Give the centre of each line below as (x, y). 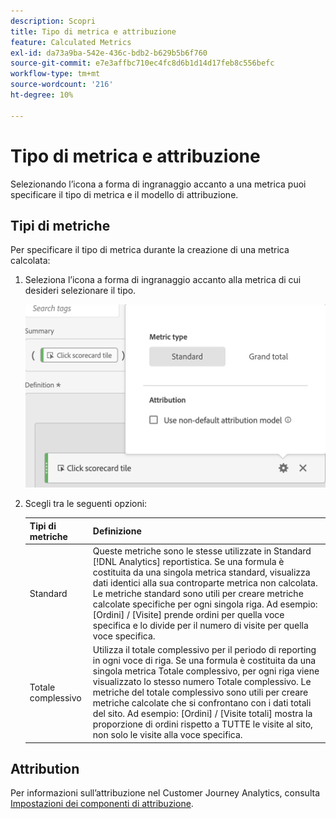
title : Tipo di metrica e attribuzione (93, 31)
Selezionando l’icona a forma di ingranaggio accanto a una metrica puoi (158, 184)
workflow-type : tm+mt (55, 74)
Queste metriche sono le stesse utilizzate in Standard (202, 551)
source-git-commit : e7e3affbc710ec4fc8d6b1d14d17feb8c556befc (142, 63)
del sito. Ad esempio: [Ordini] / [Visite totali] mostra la (202, 714)
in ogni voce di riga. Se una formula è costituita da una (204, 661)
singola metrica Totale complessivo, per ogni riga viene (206, 671)
